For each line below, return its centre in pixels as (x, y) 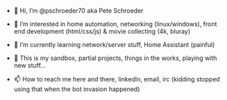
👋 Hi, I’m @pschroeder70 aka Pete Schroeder (78, 11)
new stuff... (30, 65)
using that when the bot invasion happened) (77, 89)
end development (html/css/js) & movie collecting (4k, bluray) (102, 31)
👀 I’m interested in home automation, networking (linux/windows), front (115, 24)
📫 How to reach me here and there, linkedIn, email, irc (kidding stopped (117, 79)
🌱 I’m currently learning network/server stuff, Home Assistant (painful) (114, 44)
